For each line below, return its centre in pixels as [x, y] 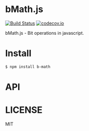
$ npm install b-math [28, 67]
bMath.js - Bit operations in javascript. [45, 33]
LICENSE [24, 110]
